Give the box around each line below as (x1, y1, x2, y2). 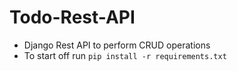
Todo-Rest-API (9, 6, 136, 29)
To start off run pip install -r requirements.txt (23, 49, 227, 61)
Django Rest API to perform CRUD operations (23, 39, 211, 51)
